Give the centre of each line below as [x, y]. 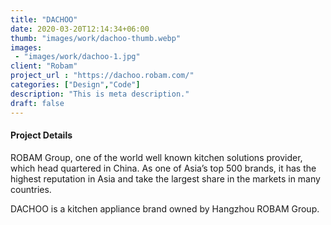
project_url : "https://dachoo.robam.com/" [102, 76]
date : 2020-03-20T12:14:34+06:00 [80, 29]
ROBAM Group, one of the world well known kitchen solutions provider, [156, 157]
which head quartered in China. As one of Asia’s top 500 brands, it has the [163, 168]
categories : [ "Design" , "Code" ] [75, 85]
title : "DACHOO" [44, 19]
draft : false [37, 103]
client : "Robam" [44, 66]
